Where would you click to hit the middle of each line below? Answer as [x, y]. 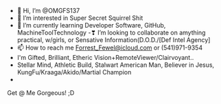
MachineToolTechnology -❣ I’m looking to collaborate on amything [111, 32]
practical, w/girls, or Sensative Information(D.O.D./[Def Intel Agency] [114, 40]
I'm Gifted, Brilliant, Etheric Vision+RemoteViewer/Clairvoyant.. [105, 58]
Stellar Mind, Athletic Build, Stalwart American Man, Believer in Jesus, [116, 65]
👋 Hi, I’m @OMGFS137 [48, 11]
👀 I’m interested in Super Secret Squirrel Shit [80, 18]
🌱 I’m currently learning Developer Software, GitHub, [91, 25]
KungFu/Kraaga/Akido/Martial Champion [74, 72]
